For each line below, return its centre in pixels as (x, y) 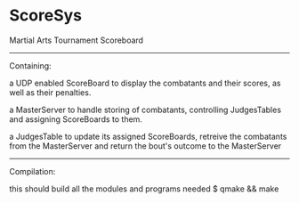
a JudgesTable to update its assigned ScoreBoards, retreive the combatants (148, 136)
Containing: (30, 65)
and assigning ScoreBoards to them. (76, 119)
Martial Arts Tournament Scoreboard (77, 40)
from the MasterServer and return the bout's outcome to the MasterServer (145, 146)
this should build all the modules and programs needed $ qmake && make (144, 189)
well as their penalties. (50, 92)
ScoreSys (46, 16)
